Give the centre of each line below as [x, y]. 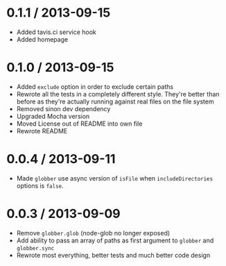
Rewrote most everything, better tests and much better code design [113, 255]
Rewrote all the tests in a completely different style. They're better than [118, 94]
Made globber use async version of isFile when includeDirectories [114, 178]
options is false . [40, 185]
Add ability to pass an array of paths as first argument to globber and [115, 240]
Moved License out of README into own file [79, 124]
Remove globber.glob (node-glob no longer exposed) [93, 233]
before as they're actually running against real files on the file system [115, 101]
